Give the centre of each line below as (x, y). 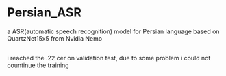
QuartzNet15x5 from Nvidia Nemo (55, 38)
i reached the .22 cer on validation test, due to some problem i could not (109, 58)
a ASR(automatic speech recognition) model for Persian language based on (114, 31)
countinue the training (38, 65)
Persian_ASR (45, 13)
